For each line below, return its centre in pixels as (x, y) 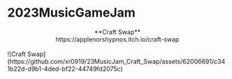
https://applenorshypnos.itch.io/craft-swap (117, 39)
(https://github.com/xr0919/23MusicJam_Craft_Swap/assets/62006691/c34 (116, 61)
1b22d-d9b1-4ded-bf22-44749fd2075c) (65, 69)
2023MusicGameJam (72, 13)
